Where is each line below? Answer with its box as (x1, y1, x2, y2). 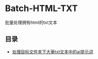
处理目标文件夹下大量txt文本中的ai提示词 (12, 49, 94, 55)
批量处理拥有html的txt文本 (5, 19, 57, 25)
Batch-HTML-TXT (5, 3, 78, 14)
